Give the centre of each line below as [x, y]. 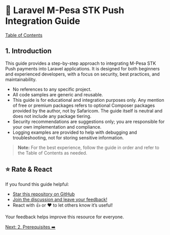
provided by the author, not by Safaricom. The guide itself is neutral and [88, 110]
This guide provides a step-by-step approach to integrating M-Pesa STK [81, 63]
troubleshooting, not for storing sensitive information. [68, 138]
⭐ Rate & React [29, 169]
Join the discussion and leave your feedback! [60, 199]
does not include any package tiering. [52, 116]
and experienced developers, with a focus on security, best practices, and [83, 74]
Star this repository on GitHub [44, 194]
